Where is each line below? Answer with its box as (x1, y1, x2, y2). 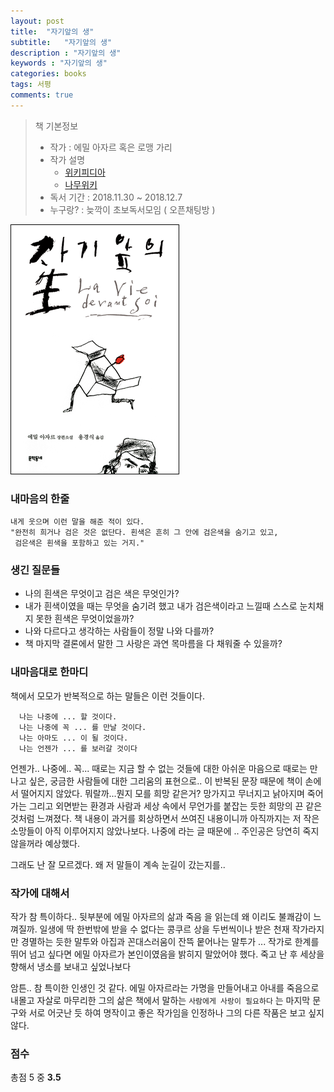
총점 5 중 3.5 (10, 1071, 62, 1084)
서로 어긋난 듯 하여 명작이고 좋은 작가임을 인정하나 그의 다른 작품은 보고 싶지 (28, 1006, 325, 1019)
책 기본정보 (34, 120, 79, 132)
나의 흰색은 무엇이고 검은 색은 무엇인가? (24, 588, 180, 600)
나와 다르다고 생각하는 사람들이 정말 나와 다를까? (24, 625, 215, 637)
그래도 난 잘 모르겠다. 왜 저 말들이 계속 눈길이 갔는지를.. (10, 858, 226, 870)
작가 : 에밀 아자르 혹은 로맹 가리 (49, 141, 173, 153)
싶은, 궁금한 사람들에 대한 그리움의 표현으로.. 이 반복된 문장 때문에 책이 (28, 775, 303, 787)
